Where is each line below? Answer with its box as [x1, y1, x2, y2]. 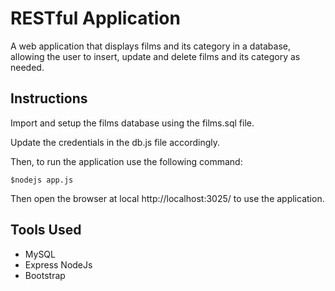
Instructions [10, 90, 88, 107]
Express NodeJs [24, 258, 93, 271]
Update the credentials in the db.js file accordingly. [10, 136, 221, 148]
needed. [10, 61, 45, 73]
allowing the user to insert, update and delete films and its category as [10, 50, 301, 62]
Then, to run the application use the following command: [10, 155, 243, 167]
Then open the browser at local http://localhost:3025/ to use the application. [10, 192, 325, 204]
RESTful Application [10, 7, 181, 30]
